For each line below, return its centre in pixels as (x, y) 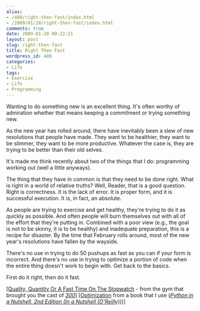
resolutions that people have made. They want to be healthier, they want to (98, 137)
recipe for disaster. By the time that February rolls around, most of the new (98, 235)
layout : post (22, 39)
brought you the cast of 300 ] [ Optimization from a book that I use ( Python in (100, 295)
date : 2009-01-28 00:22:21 (40, 34)
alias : (14, 12)
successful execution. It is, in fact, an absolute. (64, 198)
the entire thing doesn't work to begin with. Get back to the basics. (88, 266)
